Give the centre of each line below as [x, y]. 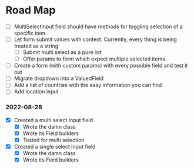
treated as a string [36, 46]
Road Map [31, 10]
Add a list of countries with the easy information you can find [88, 85]
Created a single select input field [55, 146]
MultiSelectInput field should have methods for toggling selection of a [98, 26]
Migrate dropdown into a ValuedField [59, 78]
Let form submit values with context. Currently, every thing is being [95, 39]
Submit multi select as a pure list [62, 52]
